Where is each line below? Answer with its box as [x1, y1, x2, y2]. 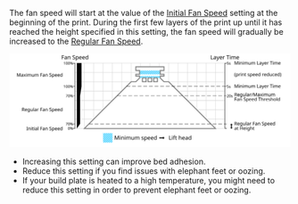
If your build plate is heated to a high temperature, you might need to [21, 175, 275, 185]
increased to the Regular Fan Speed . [9, 36, 144, 46]
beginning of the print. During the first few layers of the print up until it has [9, 17, 283, 28]
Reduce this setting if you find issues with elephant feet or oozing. [21, 165, 266, 176]
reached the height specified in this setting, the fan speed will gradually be [9, 27, 284, 37]
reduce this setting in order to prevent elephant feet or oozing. [21, 184, 252, 195]
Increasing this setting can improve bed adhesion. [21, 156, 206, 167]
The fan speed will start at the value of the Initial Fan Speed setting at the [9, 8, 278, 18]
